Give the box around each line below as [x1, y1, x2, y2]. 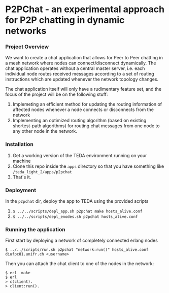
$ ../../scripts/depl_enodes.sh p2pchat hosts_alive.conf [12, 214, 138, 219]
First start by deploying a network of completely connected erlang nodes [5, 237, 158, 244]
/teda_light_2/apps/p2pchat [12, 169, 72, 174]
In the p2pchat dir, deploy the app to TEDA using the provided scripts [5, 198, 149, 204]
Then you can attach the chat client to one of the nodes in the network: [5, 261, 154, 267]
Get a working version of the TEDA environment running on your [12, 152, 147, 158]
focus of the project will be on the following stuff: [5, 91, 108, 97]
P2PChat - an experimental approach [5, 4, 165, 15]
